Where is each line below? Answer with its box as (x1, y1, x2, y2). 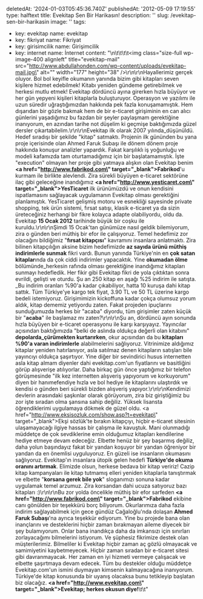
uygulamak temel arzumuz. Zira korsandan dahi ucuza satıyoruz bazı (15, 482, 187, 489)
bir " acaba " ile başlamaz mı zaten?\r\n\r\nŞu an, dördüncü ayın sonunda (15, 314, 196, 321)
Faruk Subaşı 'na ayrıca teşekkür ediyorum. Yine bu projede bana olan (15, 514, 190, 522)
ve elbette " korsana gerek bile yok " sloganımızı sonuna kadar (15, 476, 170, 483)
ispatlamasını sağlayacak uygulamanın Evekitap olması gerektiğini (15, 192, 179, 198)
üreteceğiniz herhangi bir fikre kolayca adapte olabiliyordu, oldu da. (15, 211, 184, 218)
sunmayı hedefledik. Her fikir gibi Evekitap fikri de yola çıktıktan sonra (15, 269, 190, 276)
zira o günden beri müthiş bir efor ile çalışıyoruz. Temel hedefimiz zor (15, 230, 188, 237)
